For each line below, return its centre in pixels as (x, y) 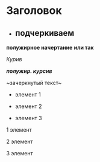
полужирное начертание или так (50, 47)
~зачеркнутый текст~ (34, 83)
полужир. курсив (29, 71)
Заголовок (34, 11)
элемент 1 (28, 94)
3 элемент (20, 153)
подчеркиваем (45, 33)
